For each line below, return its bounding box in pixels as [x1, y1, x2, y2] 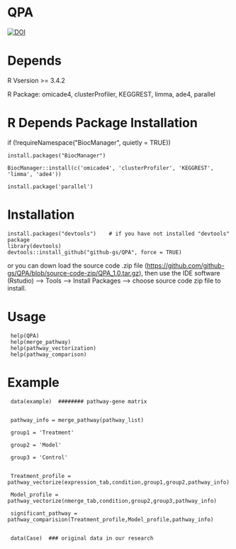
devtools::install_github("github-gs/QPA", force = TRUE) [7, 249, 182, 256]
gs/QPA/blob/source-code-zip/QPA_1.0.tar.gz [7, 268, 140, 277]
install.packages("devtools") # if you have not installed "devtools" [7, 230, 230, 237]
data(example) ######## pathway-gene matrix [10, 398, 147, 405]
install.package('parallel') [7, 183, 94, 190]
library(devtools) [7, 242, 62, 249]
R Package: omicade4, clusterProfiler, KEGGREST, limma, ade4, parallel [7, 89, 216, 98]
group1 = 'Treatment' [10, 429, 74, 436]
